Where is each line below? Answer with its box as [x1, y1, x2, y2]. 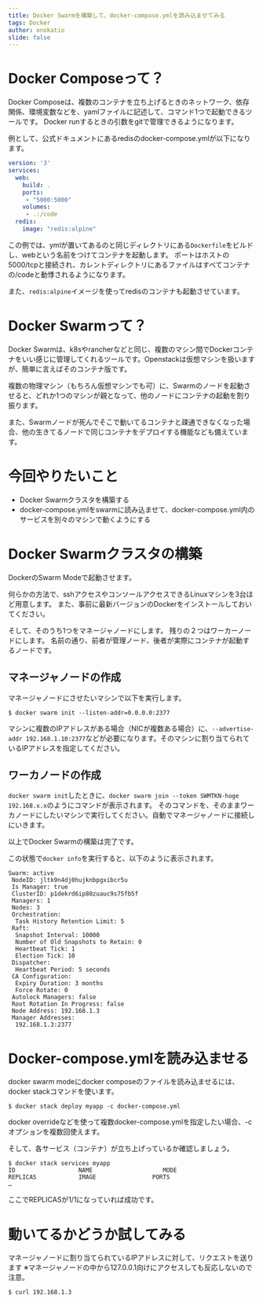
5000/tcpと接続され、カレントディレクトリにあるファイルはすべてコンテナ [8, 260, 250, 269]
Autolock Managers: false [11, 993, 97, 1002]
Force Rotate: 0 [15, 987, 68, 995]
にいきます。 [8, 820, 49, 830]
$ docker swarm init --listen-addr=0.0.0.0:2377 [8, 709, 170, 717]
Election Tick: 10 [15, 952, 76, 960]
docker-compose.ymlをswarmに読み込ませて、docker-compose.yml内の [19, 504, 255, 514]
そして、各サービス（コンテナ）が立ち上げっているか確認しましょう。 [8, 1144, 234, 1154]
